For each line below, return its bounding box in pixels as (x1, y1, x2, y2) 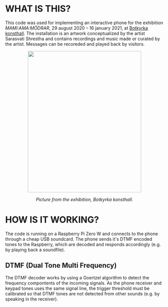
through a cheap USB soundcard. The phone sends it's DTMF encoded (5, 236, 152, 242)
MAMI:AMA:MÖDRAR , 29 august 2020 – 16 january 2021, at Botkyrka (5, 25, 148, 31)
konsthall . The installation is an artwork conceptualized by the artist (5, 30, 145, 36)
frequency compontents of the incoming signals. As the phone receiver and (5, 280, 162, 286)
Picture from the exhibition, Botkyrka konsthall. (36, 196, 133, 202)
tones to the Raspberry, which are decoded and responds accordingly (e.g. (5, 241, 161, 247)
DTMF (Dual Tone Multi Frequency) (5, 261, 117, 270)
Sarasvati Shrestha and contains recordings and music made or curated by (5, 36, 160, 42)
